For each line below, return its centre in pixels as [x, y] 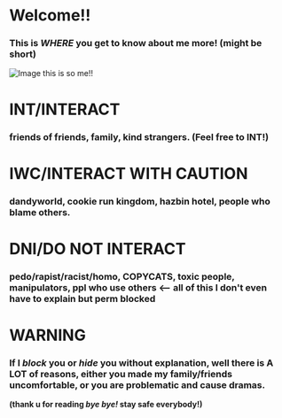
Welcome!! [50, 15]
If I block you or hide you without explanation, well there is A [141, 362]
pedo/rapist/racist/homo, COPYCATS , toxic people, [122, 276]
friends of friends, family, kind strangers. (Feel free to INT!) [139, 136]
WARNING [47, 335]
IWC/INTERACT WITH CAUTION [129, 173]
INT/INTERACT [65, 109]
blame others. [40, 212]
